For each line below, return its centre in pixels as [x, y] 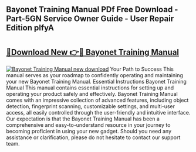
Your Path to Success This [142, 69]
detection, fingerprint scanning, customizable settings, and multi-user [90, 106]
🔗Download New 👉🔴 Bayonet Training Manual [93, 52]
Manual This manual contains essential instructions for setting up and [90, 88]
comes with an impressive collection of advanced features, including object [97, 100]
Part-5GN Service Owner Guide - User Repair [90, 19]
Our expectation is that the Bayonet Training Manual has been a [83, 119]
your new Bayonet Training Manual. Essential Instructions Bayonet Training [96, 82]
